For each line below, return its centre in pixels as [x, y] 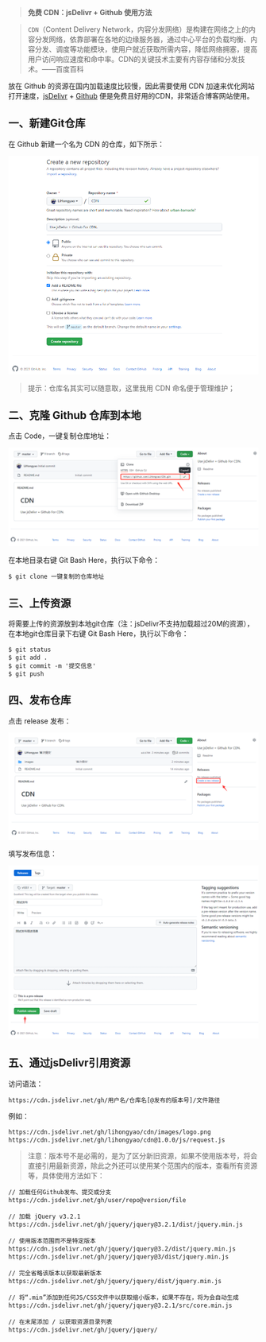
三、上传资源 [40, 603]
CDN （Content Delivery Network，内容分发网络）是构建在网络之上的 [138, 29]
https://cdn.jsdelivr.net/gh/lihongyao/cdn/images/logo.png [110, 1132]
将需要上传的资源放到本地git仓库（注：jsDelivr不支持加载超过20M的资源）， [131, 624]
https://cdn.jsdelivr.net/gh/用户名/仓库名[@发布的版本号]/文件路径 [114, 1100]
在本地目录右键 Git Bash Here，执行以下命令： [84, 560]
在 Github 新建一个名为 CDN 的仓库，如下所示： [87, 144]
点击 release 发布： [40, 721]
